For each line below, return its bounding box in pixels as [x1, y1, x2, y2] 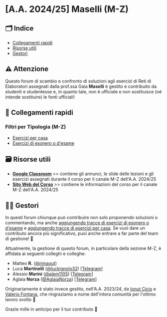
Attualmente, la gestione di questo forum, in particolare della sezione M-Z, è [5, 246, 162, 252]
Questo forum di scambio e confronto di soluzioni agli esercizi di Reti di [5, 78, 152, 84]
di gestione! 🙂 [5, 236, 33, 242]
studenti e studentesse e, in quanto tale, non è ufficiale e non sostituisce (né [5, 88, 162, 94]
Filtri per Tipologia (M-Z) [5, 123, 66, 130]
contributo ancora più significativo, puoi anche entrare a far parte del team [5, 231, 159, 237]
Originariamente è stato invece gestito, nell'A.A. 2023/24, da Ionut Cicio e [5, 286, 156, 292]
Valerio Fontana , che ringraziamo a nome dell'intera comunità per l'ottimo [5, 291, 156, 298]
